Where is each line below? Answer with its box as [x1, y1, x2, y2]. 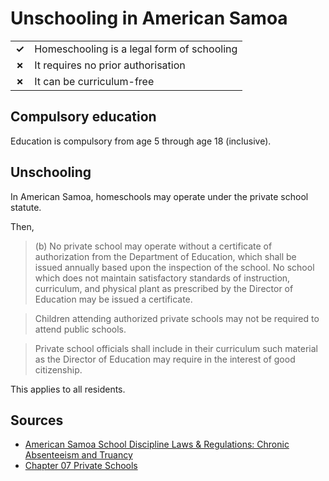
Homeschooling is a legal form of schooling [34, 42, 238, 56]
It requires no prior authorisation [34, 58, 186, 72]
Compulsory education [10, 108, 157, 126]
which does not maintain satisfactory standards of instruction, [34, 272, 291, 284]
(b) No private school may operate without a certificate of [34, 240, 273, 252]
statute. [10, 201, 42, 213]
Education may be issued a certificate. [34, 293, 193, 305]
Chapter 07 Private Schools [24, 460, 138, 472]
